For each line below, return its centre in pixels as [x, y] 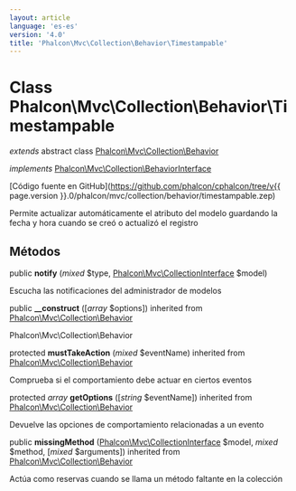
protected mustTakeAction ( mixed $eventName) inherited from [127, 353]
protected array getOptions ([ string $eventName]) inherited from [131, 397]
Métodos [35, 251]
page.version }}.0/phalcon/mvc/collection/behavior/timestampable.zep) [143, 196]
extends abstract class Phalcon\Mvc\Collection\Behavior [114, 151]
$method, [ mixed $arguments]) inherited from [95, 452]
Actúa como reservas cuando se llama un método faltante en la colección [146, 479]
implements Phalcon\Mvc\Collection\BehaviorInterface [111, 169]
